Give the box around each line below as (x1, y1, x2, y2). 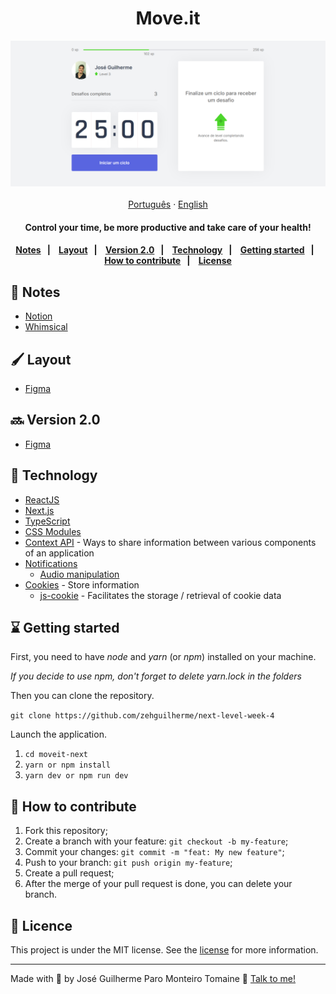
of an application (24, 547, 95, 559)
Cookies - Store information (24, 578, 140, 591)
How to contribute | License (104, 255, 232, 267)
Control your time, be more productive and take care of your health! (24, 221, 312, 233)
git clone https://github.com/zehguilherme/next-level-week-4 (10, 711, 275, 721)
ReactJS (24, 493, 60, 506)
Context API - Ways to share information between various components (24, 536, 317, 548)
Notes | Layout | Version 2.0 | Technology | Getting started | (15, 244, 315, 256)
